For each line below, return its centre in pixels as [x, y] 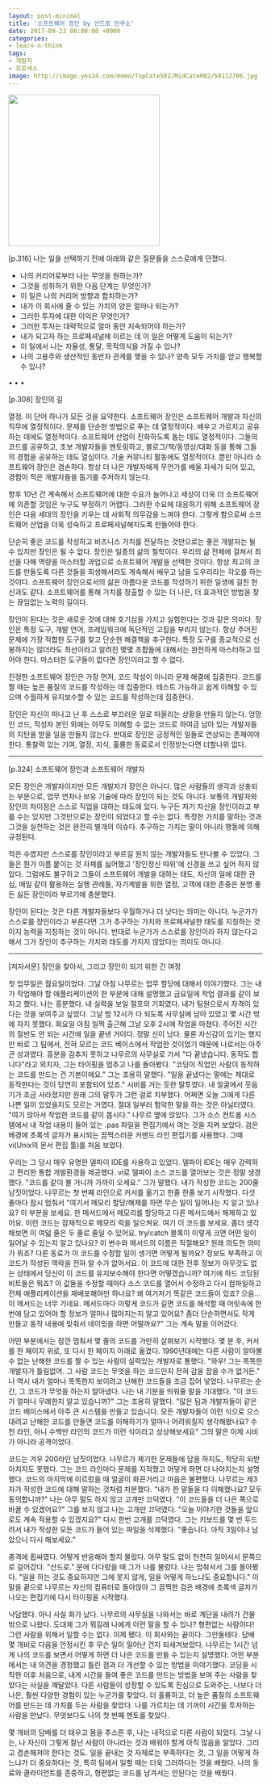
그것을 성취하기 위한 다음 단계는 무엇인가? [85, 285]
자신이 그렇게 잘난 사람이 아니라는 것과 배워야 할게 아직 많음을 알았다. [135, 1742]
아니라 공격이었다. [45, 1441]
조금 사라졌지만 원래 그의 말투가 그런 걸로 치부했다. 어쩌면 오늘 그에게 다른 [139, 1094]
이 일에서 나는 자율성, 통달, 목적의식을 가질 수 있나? [100, 346]
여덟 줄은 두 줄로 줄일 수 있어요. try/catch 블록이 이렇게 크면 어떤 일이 [147, 1233]
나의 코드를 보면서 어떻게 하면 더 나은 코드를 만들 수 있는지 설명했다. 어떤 [130, 1654]
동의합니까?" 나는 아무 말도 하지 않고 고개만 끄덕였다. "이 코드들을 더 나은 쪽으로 [134, 1499]
